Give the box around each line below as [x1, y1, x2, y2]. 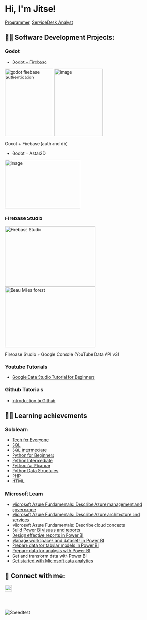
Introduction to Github [12, 397, 56, 403]
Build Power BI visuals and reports [12, 527, 80, 533]
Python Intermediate [12, 458, 53, 464]
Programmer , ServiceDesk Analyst [5, 19, 73, 25]
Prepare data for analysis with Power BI [12, 547, 91, 553]
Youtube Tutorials [5, 363, 48, 370]
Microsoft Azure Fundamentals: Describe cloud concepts [12, 522, 125, 527]
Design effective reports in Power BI [12, 532, 84, 538]
